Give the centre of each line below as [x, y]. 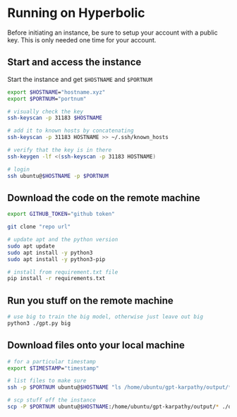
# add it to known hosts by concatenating [71, 131]
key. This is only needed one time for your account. [82, 40]
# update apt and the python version [63, 240]
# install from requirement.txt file [63, 272]
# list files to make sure [47, 381]
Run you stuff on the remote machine [91, 300]
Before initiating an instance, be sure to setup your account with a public [113, 32]
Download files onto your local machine [96, 345]
